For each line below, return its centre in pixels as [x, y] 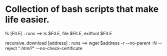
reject [11, 48]
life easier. [27, 20]
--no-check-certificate [59, 48]
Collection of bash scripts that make [82, 9]
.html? [26, 48]
